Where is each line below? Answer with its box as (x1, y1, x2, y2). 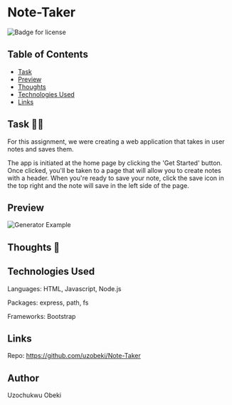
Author (7, 372, 39, 384)
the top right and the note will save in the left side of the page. (7, 181, 190, 189)
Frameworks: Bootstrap (7, 312, 76, 320)
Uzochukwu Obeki (7, 391, 62, 399)
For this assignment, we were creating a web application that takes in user (7, 137, 226, 146)
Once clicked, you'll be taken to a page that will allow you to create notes (7, 166, 222, 174)
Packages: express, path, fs (7, 298, 89, 307)
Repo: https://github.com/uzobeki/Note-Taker (7, 352, 141, 360)
